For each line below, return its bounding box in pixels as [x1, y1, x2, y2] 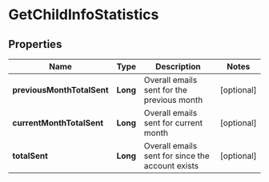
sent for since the [143, 150, 210, 161]
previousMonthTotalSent [12, 85, 110, 95]
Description [155, 61, 202, 72]
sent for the [143, 85, 188, 95]
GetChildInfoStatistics [8, 6, 159, 24]
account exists [143, 160, 199, 171]
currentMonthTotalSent [12, 117, 104, 129]
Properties [8, 38, 62, 51]
